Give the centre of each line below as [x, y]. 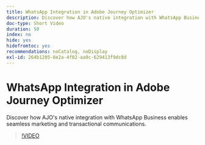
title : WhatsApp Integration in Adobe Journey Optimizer [80, 12]
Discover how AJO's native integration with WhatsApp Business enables [97, 117]
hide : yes [19, 40]
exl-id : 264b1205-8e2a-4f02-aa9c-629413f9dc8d [67, 57]
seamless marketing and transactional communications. [76, 124]
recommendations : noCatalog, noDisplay [57, 52]
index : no [19, 35]
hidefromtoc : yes [28, 46]
